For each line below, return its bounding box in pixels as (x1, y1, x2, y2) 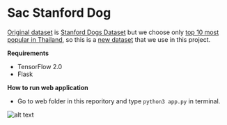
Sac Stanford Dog (7, 5, 111, 21)
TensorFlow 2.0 (17, 62, 63, 71)
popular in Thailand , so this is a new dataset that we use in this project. (7, 35, 211, 43)
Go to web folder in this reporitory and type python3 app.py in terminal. (17, 96, 221, 105)
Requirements (7, 49, 49, 57)
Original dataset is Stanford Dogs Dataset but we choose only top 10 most (7, 28, 219, 36)
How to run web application (7, 83, 88, 91)
